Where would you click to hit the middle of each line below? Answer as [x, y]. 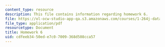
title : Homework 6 [24, 32]
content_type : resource [29, 10]
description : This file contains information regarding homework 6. [77, 14]
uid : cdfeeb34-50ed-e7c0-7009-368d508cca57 [50, 37]
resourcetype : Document [29, 28]
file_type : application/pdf [34, 23]
